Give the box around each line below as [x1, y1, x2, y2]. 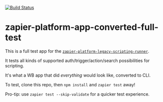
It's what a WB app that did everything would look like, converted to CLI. [5, 72, 151, 78]
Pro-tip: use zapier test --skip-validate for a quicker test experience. [5, 91, 150, 97]
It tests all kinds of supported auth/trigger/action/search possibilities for [5, 58, 150, 63]
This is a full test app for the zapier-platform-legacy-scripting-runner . [5, 48, 149, 54]
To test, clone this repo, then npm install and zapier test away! [5, 82, 136, 87]
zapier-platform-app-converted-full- [5, 22, 159, 33]
